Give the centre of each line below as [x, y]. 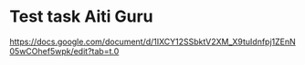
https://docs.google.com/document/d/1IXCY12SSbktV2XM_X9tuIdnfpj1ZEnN [153, 42]
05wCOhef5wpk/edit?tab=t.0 [64, 51]
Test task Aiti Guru [81, 17]
